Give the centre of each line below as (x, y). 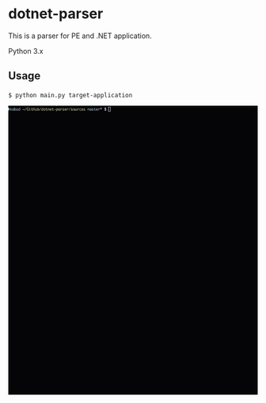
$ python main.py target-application (70, 95)
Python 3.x (26, 51)
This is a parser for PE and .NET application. (80, 36)
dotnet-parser (56, 14)
